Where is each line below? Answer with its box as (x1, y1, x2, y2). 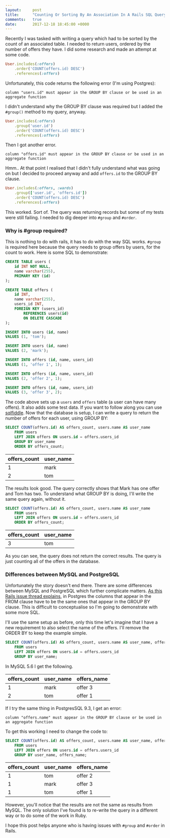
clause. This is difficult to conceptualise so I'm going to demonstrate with (5, 604, 158, 610)
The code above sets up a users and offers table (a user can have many (5, 399, 156, 405)
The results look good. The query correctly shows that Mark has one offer (5, 485, 159, 491)
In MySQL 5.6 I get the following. (5, 663, 73, 669)
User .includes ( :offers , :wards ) (5, 186, 73, 191)
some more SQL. (5, 609, 40, 616)
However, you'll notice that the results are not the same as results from (5, 802, 153, 808)
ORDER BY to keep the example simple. (5, 630, 88, 636)
